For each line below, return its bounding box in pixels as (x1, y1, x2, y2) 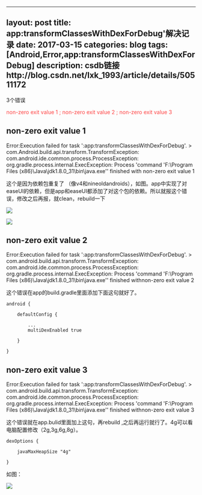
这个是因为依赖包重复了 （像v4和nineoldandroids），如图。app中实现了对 (6, 180, 188, 187)
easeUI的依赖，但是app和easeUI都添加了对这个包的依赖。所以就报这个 (6, 187, 182, 194)
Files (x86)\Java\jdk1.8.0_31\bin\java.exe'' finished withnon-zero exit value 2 (6, 277, 194, 284)
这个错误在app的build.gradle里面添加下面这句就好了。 (6, 289, 140, 297)
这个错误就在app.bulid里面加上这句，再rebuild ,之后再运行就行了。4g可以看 (6, 419, 194, 426)
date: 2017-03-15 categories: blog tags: (16, 40, 168, 50)
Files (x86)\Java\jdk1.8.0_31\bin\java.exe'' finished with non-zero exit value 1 (6, 167, 195, 174)
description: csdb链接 (36, 61, 120, 71)
